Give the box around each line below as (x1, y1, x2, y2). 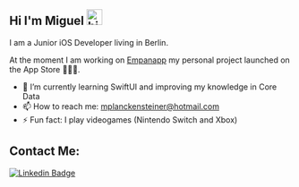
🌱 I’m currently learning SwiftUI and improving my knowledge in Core (21, 81, 278, 92)
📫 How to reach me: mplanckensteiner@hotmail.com (21, 100, 219, 112)
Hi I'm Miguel (9, 13, 85, 29)
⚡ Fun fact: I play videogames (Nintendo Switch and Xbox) (21, 114, 238, 125)
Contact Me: (9, 144, 81, 159)
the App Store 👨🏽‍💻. (9, 64, 81, 74)
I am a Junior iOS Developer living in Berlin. (9, 37, 168, 47)
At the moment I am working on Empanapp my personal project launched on (9, 55, 291, 65)
